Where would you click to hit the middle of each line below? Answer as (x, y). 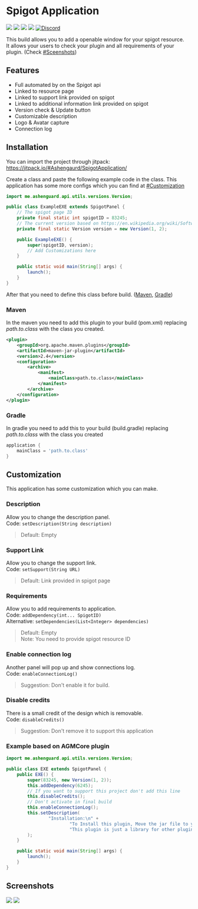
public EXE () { (35, 774)
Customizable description (46, 116)
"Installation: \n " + (73, 818)
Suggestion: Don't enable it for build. (65, 685)
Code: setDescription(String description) (59, 523)
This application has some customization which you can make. (82, 489)
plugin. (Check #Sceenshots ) (42, 52)
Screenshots (30, 886)
